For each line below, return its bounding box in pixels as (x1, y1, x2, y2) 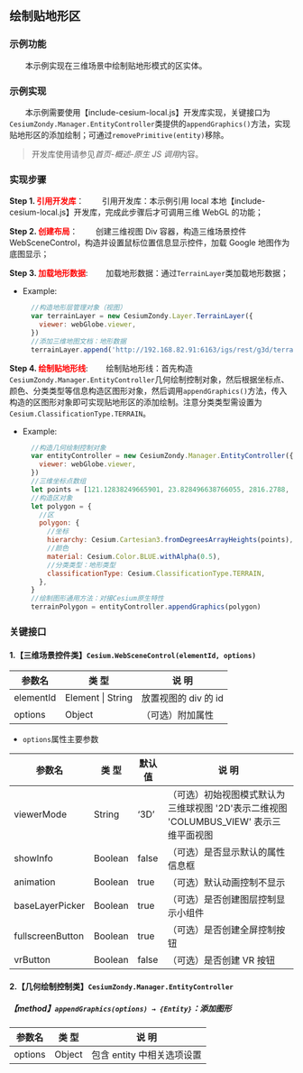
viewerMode (14, 808, 68, 821)
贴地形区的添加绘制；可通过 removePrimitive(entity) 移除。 (9, 129, 229, 140)
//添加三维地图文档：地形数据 (31, 336, 127, 345)
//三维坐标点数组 (31, 477, 87, 486)
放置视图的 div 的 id (141, 692, 224, 705)
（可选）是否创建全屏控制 (167, 923, 277, 936)
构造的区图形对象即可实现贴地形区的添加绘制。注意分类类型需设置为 (9, 396, 262, 408)
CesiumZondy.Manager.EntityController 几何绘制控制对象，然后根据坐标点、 (9, 373, 289, 385)
